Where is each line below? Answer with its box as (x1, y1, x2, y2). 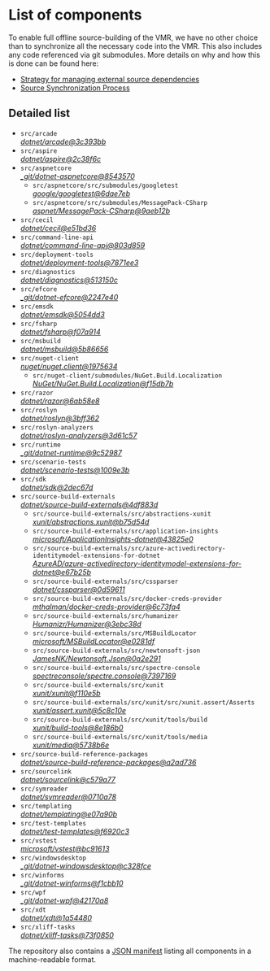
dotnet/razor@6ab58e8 (20, 396, 100, 406)
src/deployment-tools (20, 250, 94, 259)
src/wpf (20, 888, 46, 896)
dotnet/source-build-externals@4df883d (20, 499, 159, 509)
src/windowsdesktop (20, 854, 87, 862)
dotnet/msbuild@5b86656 (20, 344, 109, 354)
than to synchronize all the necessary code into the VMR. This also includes (8, 41, 263, 50)
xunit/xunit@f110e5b (32, 688, 101, 698)
